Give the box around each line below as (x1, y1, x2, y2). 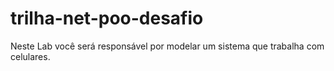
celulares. (10, 50, 51, 62)
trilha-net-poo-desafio (10, 7, 204, 30)
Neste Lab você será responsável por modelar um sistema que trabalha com (10, 40, 325, 52)
